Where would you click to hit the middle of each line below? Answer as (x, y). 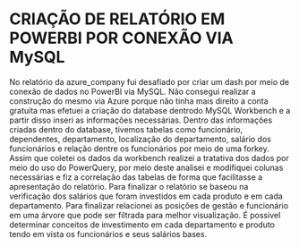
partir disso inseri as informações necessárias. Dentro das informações (141, 120)
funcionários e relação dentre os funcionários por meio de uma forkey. (140, 149)
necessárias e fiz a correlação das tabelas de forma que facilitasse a (136, 177)
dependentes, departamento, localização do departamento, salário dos (140, 139)
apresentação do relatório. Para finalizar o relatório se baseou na (129, 186)
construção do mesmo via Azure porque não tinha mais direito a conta (139, 101)
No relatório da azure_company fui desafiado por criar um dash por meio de (149, 81)
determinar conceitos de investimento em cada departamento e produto (142, 225)
